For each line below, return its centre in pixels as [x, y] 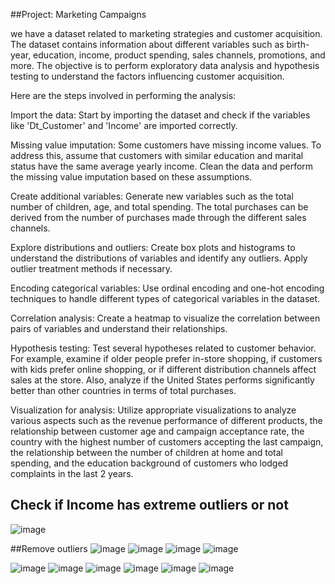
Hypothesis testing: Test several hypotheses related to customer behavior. [163, 348]
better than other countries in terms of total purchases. [123, 390]
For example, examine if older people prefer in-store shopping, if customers [166, 358]
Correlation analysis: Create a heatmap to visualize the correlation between [165, 318]
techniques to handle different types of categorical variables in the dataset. [165, 298]
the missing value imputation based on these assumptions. [131, 177]
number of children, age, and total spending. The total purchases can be [159, 207]
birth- [298, 44]
